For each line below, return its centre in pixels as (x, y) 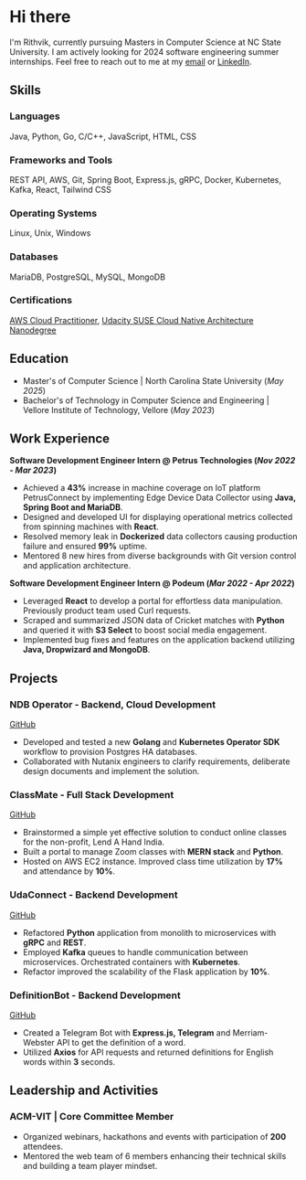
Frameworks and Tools (61, 160)
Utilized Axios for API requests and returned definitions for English (148, 1052)
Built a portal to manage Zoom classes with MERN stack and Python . (153, 852)
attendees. (43, 1146)
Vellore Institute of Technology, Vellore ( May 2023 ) (119, 409)
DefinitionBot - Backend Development (95, 995)
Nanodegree (33, 330)
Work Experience (60, 439)
